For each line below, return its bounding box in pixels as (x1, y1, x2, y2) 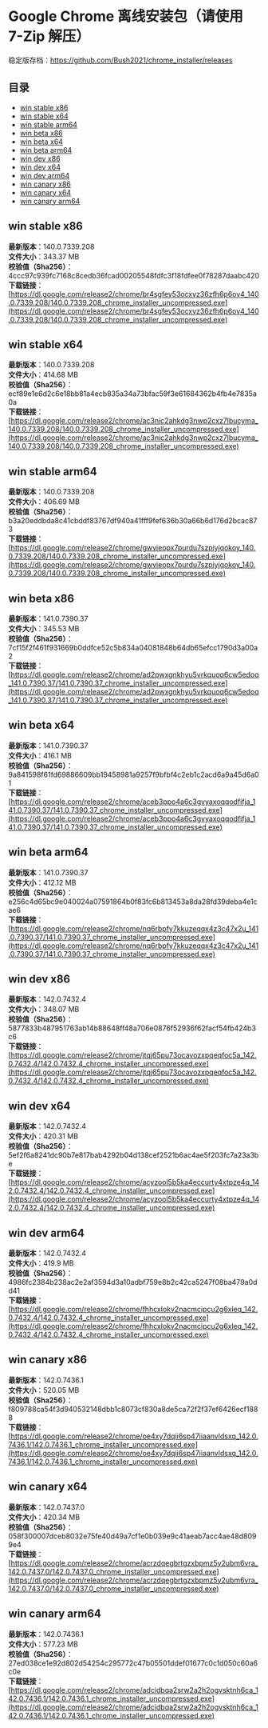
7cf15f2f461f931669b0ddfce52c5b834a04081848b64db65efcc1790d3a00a (8, 643, 258, 652)
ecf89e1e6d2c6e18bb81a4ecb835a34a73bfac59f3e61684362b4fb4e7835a (8, 389, 258, 398)
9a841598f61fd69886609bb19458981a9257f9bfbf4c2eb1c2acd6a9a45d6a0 (8, 770, 259, 779)
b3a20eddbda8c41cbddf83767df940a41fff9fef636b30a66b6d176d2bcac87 (8, 516, 258, 526)
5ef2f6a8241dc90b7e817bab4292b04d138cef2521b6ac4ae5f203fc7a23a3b (8, 1150, 259, 1160)
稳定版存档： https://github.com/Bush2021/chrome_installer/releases (8, 55, 233, 65)
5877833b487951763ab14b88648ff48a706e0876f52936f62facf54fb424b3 (8, 1023, 257, 1033)
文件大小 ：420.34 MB (8, 1512, 81, 1522)
